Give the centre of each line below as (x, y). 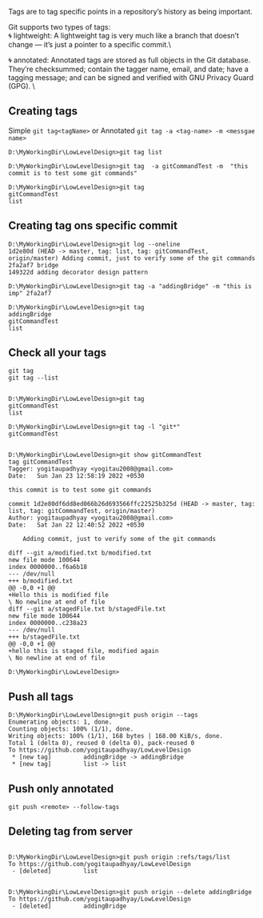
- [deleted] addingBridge (69, 906)
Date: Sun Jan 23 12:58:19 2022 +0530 (77, 476)
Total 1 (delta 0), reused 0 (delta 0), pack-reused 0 (102, 744)
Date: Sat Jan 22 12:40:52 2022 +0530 (77, 525)
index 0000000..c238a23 (48, 623)
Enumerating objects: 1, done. (60, 722)
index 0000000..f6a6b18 (48, 567)
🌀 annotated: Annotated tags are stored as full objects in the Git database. (130, 60)
